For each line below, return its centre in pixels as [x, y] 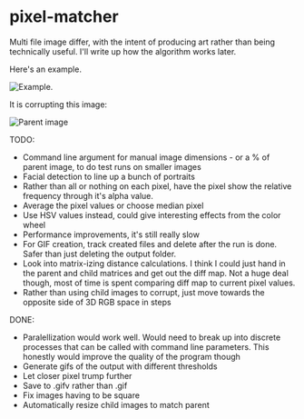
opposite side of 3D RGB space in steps [97, 302]
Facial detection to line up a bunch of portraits [108, 176]
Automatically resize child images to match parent [116, 404]
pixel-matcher [64, 17]
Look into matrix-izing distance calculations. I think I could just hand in [154, 263]
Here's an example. [45, 69]
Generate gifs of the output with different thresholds [120, 366]
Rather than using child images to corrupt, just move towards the [143, 292]
